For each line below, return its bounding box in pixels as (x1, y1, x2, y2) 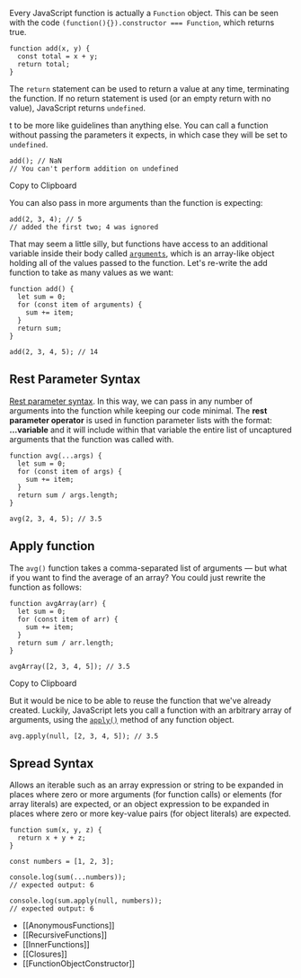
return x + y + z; (17, 833, 87, 843)
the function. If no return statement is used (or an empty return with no (9, 93, 271, 103)
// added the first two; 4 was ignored (9, 223, 159, 232)
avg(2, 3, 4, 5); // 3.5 (9, 514, 102, 523)
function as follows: (9, 582, 83, 592)
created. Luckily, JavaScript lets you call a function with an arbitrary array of (9, 705, 292, 716)
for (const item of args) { (17, 467, 123, 476)
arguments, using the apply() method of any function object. (9, 714, 235, 725)
